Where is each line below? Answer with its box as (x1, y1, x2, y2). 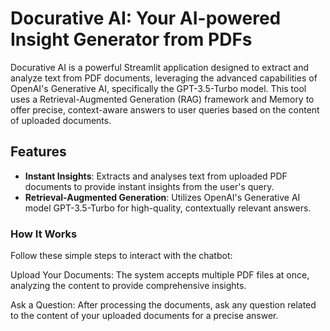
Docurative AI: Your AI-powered (10, 7, 282, 30)
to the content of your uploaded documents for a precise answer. (10, 310, 279, 322)
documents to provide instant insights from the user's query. (24, 180, 275, 192)
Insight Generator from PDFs (10, 28, 253, 51)
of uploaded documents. (10, 114, 112, 126)
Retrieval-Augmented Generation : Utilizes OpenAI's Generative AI (24, 191, 301, 203)
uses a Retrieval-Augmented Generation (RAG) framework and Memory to (10, 93, 315, 105)
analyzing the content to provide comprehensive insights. (10, 280, 247, 292)
